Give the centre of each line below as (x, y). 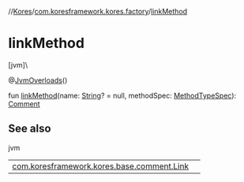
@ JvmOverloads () (38, 80)
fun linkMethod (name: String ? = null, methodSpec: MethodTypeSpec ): (122, 95)
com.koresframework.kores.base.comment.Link (101, 166)
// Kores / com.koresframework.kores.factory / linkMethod (98, 11)
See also (30, 129)
